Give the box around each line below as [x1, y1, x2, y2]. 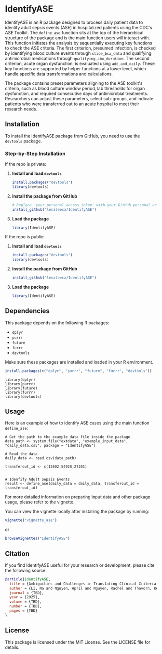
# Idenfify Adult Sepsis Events [5, 477, 70, 482]
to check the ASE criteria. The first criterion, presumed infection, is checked [5, 45, 156, 51]
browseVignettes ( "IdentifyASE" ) [5, 536, 70, 541]
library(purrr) [5, 381, 36, 386]
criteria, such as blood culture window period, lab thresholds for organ [5, 85, 145, 91]
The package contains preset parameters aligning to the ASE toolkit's [5, 80, 143, 86]
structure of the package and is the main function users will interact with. [5, 35, 150, 41]
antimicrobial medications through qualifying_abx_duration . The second [5, 55, 149, 61]
